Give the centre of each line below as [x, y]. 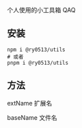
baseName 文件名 [32, 117]
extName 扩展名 [30, 103]
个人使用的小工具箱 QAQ [42, 10]
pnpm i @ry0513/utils [38, 63]
